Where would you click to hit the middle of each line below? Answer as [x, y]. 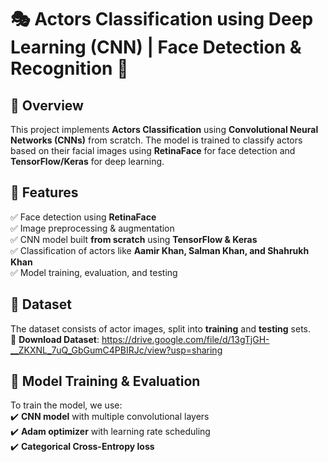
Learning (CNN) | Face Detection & [156, 47]
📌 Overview [47, 105]
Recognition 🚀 [69, 68]
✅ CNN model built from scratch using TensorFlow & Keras [134, 239]
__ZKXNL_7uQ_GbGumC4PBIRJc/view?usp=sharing [116, 350]
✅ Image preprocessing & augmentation [92, 228]
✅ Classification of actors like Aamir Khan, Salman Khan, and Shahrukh [160, 250]
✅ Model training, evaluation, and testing [94, 272]
